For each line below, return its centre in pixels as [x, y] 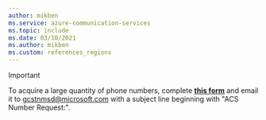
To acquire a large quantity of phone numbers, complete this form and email [133, 91]
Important [24, 75]
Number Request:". [39, 107]
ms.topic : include [39, 30]
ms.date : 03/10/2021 [42, 38]
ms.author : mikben [39, 45]
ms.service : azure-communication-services [79, 23]
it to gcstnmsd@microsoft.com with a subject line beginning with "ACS [123, 99]
